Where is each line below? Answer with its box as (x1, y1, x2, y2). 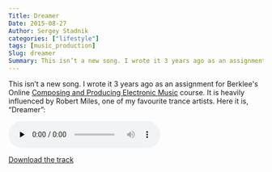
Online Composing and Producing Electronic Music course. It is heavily (8, 87, 245, 97)
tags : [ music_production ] (8, 42, 96, 50)
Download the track (8, 154, 74, 164)
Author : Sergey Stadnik (8, 27, 89, 35)
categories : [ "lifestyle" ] (8, 34, 100, 43)
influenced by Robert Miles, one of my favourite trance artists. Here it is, (8, 96, 249, 106)
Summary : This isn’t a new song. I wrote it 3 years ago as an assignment (8, 57, 266, 65)
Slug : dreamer (8, 49, 57, 57)
